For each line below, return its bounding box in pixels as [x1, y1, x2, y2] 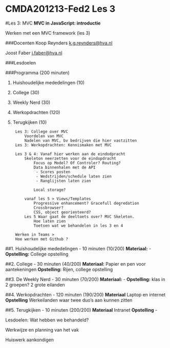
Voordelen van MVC [24, 134, 64, 139]
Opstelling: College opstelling [5, 251, 69, 257]
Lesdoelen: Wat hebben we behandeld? [5, 317, 89, 323]
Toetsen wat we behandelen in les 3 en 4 [33, 223, 123, 228]
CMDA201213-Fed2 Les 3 [5, 3, 116, 15]
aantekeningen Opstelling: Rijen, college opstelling [5, 266, 113, 272]
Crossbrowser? [33, 205, 64, 210]
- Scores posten [35, 169, 71, 175]
